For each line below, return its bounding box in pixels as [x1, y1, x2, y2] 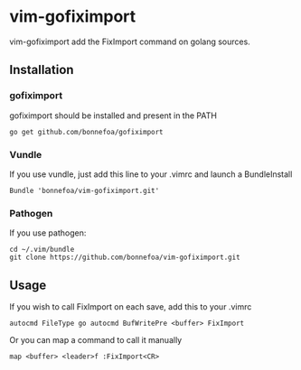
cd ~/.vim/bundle [9, 245, 75, 254]
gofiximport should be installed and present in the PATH [9, 110, 217, 121]
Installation [9, 62, 74, 78]
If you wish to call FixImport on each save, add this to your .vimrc [9, 301, 252, 312]
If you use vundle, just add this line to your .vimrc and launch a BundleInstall [9, 169, 293, 180]
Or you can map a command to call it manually [9, 335, 183, 346]
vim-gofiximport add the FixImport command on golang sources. [9, 36, 250, 47]
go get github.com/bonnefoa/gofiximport [9, 127, 165, 136]
